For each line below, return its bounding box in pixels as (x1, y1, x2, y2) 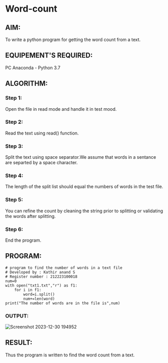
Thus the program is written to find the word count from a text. (5, 352, 135, 358)
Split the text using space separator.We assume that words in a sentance (5, 154, 156, 160)
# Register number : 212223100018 (5, 274, 78, 279)
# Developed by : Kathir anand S (5, 269, 75, 275)
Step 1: (5, 95, 22, 102)
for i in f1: (14, 287, 42, 292)
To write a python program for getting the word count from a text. (5, 36, 141, 42)
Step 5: (5, 196, 24, 203)
